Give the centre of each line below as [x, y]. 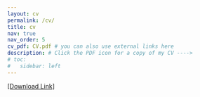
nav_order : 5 [26, 40]
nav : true [22, 33]
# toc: [17, 60]
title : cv [22, 27]
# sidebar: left [34, 66]
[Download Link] [31, 86]
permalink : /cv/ [31, 20]
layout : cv [23, 14]
